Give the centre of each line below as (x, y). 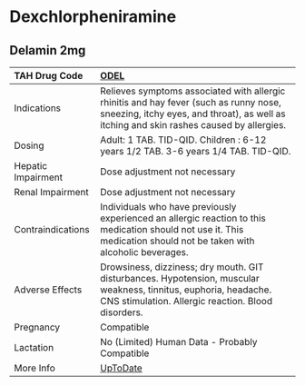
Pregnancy (37, 327)
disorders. (121, 312)
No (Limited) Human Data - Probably (178, 342)
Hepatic (31, 166)
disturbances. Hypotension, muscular (180, 278)
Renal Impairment (51, 192)
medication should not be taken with (177, 241)
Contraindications (52, 229)
